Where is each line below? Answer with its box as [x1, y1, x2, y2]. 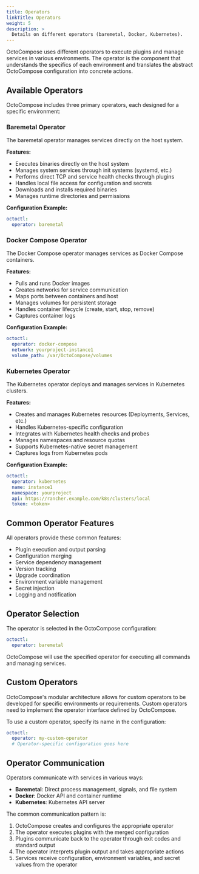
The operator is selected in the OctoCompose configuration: [6, 624, 157, 632]
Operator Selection [6, 609, 80, 619]
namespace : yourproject [12, 490, 72, 496]
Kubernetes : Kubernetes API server [15, 798, 105, 805]
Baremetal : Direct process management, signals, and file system [15, 785, 177, 793]
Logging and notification [15, 591, 76, 598]
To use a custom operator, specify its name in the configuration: [6, 718, 166, 725]
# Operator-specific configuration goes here [12, 741, 129, 747]
